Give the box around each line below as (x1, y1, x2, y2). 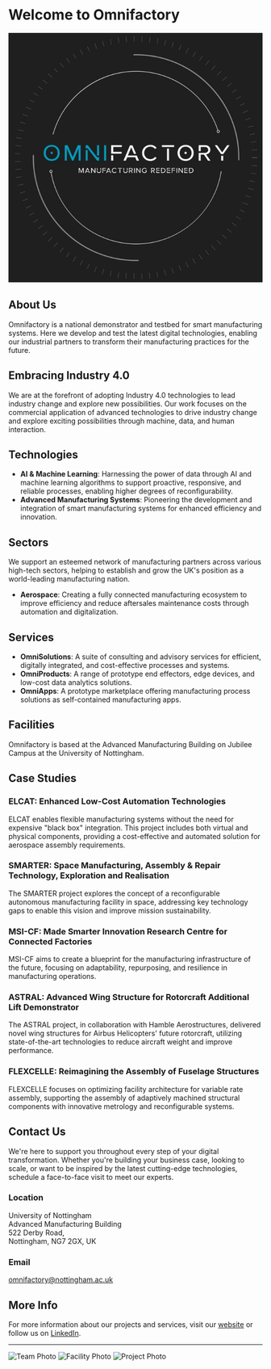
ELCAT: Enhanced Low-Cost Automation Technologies (8, 796, 226, 807)
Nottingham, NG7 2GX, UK (8, 1236, 97, 1245)
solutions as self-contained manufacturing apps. (19, 695, 181, 704)
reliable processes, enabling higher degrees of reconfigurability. (19, 486, 234, 496)
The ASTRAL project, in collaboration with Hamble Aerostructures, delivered (8, 1020, 261, 1030)
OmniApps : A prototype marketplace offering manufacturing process (19, 687, 251, 696)
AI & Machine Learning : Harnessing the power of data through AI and (19, 469, 252, 479)
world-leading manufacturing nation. (8, 574, 131, 584)
